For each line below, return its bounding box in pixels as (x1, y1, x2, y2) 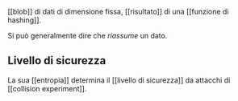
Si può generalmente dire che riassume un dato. (7, 31, 168, 40)
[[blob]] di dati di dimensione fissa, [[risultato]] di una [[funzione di (7, 7, 229, 16)
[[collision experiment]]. (7, 83, 87, 93)
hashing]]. (7, 15, 42, 25)
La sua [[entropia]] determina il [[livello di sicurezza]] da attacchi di (7, 75, 231, 85)
